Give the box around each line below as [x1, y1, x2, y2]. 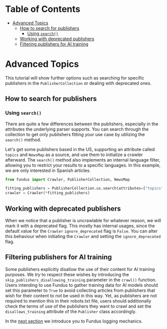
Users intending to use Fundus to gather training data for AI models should [5, 282, 158, 288]
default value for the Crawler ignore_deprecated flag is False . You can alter [5, 228, 158, 234]
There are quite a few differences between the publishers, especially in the [5, 121, 159, 127]
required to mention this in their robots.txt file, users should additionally [5, 298, 152, 304]
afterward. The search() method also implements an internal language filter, [5, 157, 161, 163]
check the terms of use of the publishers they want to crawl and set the [5, 303, 152, 309]
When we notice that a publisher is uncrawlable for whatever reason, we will [5, 218, 162, 223]
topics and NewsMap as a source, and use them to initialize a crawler [5, 152, 143, 158]
